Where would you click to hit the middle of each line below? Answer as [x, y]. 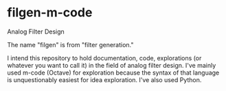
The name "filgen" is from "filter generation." [70, 44]
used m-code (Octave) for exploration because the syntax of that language [113, 73]
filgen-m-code [50, 13]
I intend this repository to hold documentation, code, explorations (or [104, 58]
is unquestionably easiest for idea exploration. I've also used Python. [104, 79]
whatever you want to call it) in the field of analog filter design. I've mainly [112, 65]
